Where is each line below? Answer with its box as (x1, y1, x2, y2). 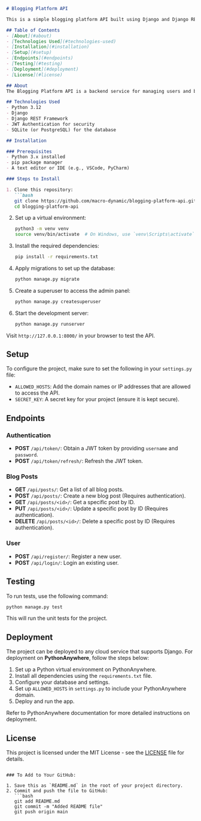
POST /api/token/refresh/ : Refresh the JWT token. (14, 458, 144, 465)
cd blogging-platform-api (14, 204, 79, 210)
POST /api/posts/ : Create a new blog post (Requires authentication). (14, 492, 186, 499)
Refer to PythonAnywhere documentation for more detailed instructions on (6, 710, 190, 717)
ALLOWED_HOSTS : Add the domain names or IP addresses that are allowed (14, 383, 191, 390)
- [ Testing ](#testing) (6, 60, 63, 66)
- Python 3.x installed (6, 154, 66, 160)
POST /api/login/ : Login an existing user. (14, 559, 119, 566)
